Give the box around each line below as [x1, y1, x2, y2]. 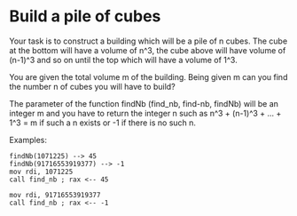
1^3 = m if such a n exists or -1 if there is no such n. [9, 117, 197, 128]
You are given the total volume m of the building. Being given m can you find [9, 71, 288, 82]
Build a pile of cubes [9, 6, 161, 27]
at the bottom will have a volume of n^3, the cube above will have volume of [9, 44, 286, 55]
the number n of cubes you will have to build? [9, 81, 176, 92]
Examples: [9, 134, 47, 145]
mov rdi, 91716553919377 [9, 190, 101, 199]
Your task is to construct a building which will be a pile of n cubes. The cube [9, 36, 288, 46]
